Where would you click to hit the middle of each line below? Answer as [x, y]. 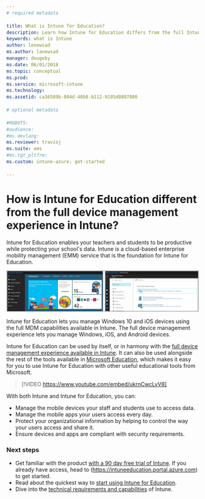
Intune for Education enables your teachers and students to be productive [99, 242]
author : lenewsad [28, 45]
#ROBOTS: [17, 123]
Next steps [23, 449]
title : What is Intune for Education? [56, 26]
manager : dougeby [28, 58]
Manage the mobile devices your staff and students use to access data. [105, 408]
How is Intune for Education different [102, 199]
